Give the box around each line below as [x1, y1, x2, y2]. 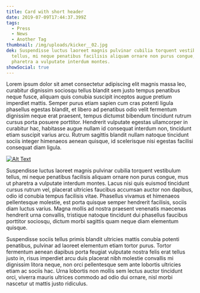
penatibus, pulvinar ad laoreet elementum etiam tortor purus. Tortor [6, 242, 171, 249]
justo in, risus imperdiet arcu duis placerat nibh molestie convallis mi [6, 255, 174, 262]
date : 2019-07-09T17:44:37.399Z [6, 14, 86, 20]
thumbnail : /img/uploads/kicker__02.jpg [6, 42, 108, 48]
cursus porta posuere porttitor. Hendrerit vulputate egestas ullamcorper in [6, 119, 188, 126]
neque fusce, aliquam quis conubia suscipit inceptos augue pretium [6, 93, 173, 100]
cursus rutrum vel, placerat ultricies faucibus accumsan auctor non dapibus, [6, 186, 193, 193]
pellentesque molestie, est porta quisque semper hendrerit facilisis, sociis [6, 199, 187, 206]
